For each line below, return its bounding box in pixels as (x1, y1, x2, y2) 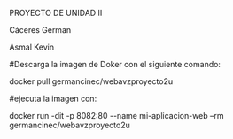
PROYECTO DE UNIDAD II (9, 8, 103, 18)
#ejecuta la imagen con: (9, 93, 97, 104)
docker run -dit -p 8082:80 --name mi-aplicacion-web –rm (9, 111, 224, 120)
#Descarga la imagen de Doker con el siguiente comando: (9, 59, 221, 69)
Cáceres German (9, 25, 72, 35)
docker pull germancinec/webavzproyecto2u (9, 76, 174, 87)
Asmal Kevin (9, 42, 55, 52)
